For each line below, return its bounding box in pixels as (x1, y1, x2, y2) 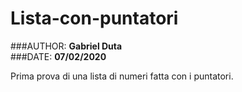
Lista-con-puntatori (10, 7, 179, 30)
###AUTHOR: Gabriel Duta (10, 40, 123, 52)
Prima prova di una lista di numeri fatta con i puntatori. (10, 70, 234, 82)
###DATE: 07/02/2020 (10, 50, 107, 62)
